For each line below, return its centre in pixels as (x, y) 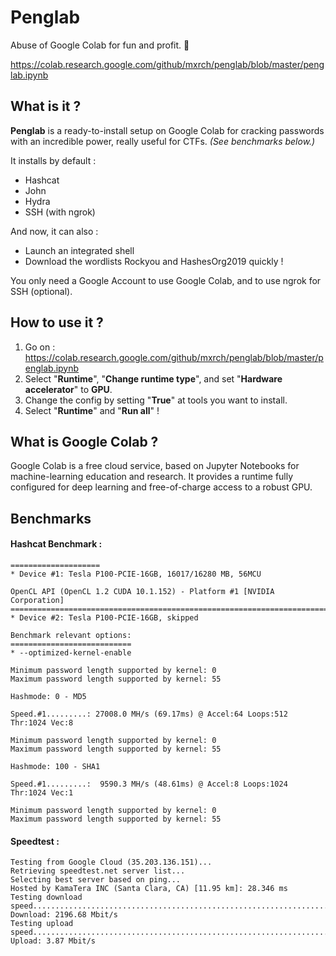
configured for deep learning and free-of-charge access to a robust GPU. (161, 487)
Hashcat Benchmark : (56, 544)
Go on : (40, 347)
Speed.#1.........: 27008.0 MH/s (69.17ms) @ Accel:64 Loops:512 (149, 714)
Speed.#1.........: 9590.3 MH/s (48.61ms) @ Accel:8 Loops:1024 (149, 784)
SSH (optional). (41, 291)
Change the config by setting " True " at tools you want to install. (156, 400)
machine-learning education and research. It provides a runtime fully (152, 477)
